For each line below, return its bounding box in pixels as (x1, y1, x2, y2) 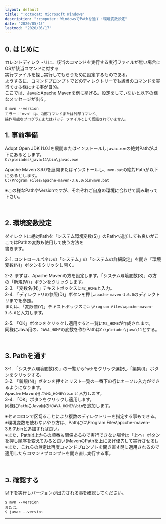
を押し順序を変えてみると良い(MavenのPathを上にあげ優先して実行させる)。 (5, 438, 161, 444)
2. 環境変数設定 (5, 219, 52, 227)
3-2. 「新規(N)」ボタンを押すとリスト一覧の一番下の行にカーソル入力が (5, 378, 151, 384)
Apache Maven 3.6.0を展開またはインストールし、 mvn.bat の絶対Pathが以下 (5, 166, 159, 172)
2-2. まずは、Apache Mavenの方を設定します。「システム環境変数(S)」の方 (5, 272, 157, 278)
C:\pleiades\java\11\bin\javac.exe (5, 157, 79, 162)
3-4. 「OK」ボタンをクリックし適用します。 (5, 396, 95, 403)
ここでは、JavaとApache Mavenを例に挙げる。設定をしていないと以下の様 (5, 90, 158, 96)
